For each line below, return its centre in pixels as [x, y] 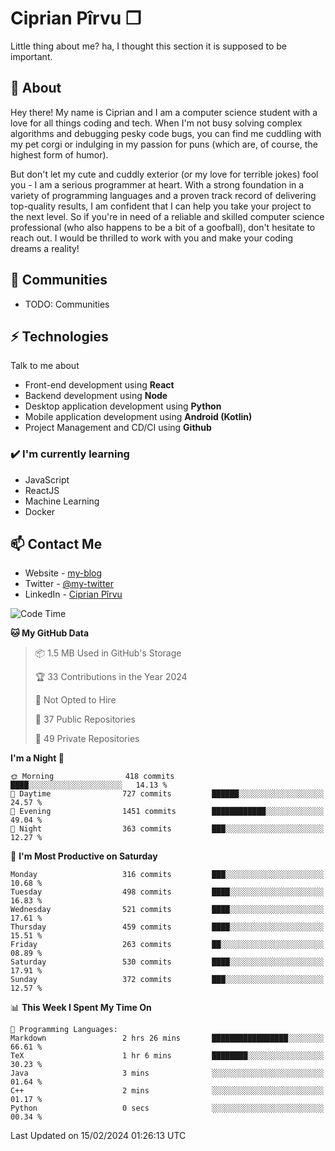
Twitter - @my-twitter [69, 584]
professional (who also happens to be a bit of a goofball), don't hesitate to [163, 227]
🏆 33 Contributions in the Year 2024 [111, 677]
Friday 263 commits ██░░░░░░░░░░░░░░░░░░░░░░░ [167, 945]
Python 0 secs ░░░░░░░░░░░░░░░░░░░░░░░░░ [167, 1108]
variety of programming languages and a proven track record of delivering [163, 195]
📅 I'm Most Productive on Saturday [84, 856]
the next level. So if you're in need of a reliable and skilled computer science [167, 216]
